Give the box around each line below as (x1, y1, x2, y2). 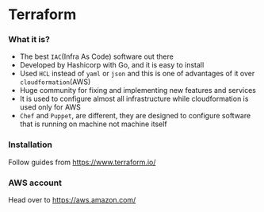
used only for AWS (19, 102, 82, 112)
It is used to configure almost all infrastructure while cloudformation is (19, 94, 249, 104)
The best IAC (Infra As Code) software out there (19, 52, 174, 61)
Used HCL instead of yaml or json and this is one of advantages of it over (19, 69, 255, 79)
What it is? (8, 34, 50, 45)
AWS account (8, 177, 62, 188)
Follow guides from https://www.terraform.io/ (8, 157, 156, 167)
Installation (8, 139, 53, 150)
